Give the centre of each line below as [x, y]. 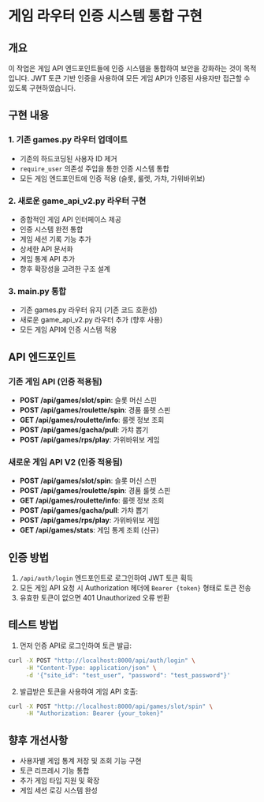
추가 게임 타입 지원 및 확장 [59, 781]
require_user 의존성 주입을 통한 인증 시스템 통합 [94, 168]
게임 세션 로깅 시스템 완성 [59, 790]
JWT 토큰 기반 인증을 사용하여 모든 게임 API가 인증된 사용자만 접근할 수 [141, 78]
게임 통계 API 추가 [47, 258]
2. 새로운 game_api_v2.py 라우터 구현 [77, 201]
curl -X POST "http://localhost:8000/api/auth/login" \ [102, 661]
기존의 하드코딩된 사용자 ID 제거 [68, 158]
